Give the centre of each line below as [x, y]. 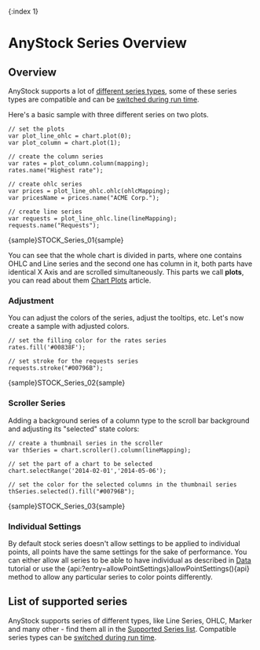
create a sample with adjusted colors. [69, 327]
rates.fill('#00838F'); [47, 348]
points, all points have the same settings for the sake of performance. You [128, 552]
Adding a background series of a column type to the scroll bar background [129, 420]
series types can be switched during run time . [82, 637]
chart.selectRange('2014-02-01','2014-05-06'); [88, 471]
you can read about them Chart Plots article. [80, 280]
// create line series [45, 212]
